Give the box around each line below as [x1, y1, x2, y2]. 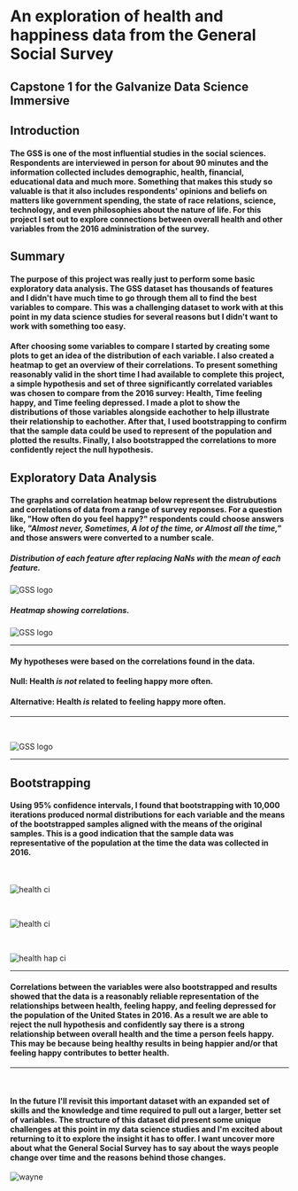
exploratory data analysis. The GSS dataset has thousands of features [10, 283, 273, 293]
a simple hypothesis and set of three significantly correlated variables [10, 378, 273, 389]
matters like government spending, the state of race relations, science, [10, 195, 277, 206]
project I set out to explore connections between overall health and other [10, 214, 284, 224]
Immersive [10, 93, 70, 108]
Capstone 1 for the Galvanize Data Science [10, 79, 249, 94]
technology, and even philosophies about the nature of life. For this [10, 204, 262, 214]
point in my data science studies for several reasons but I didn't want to [10, 311, 278, 322]
